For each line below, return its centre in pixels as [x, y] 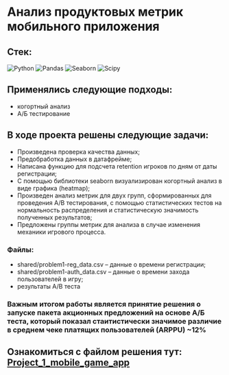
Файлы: [21, 250]
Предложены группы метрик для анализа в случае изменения [109, 224]
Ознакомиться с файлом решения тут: [95, 352]
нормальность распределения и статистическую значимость [108, 210]
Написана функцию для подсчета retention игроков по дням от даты [117, 166]
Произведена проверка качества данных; [79, 152]
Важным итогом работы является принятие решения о [104, 304]
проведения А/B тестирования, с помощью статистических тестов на [119, 202]
